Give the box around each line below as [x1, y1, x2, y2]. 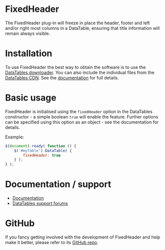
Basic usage [5, 92, 56, 104]
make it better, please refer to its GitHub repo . [5, 240, 99, 246]
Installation [5, 48, 53, 59]
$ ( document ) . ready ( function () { [5, 143, 77, 148]
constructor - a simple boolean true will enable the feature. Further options [5, 114, 159, 120]
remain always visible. [5, 30, 51, 36]
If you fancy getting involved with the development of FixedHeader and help [5, 234, 161, 240]
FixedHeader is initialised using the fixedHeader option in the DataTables [5, 108, 153, 115]
